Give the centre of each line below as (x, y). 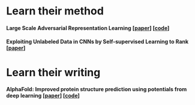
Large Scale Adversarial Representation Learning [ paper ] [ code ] (88, 28)
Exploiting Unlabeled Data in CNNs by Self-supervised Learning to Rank (97, 42)
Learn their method (55, 11)
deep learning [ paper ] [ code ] (43, 96)
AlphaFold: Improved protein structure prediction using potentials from (97, 89)
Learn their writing (53, 72)
